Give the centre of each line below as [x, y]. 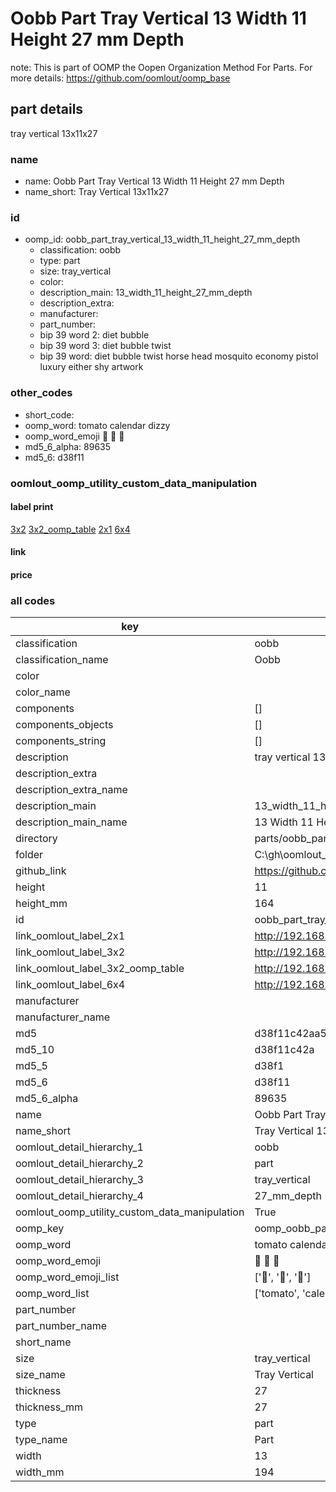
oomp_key [40, 1229]
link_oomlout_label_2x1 [70, 936]
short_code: [49, 414]
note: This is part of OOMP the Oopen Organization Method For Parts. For [161, 67]
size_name [40, 1375]
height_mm [41, 904]
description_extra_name [71, 790]
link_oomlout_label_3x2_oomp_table [100, 969]
